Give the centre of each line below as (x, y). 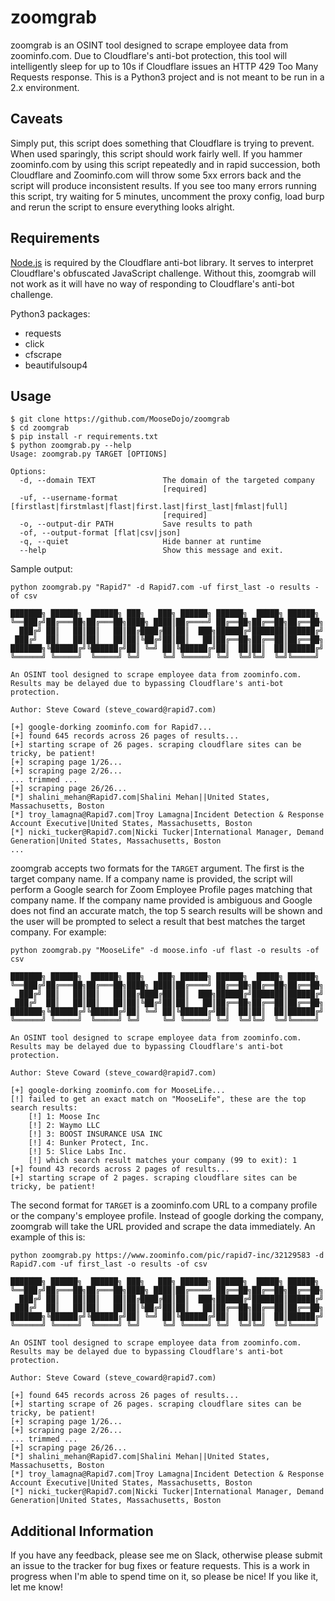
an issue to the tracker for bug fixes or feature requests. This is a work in (160, 1566)
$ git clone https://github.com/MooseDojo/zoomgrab (120, 419)
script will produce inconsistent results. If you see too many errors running (163, 185)
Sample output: (41, 569)
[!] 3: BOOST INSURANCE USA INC (95, 1134)
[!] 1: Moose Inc (64, 1117)
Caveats (36, 119)
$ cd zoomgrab (40, 428)
